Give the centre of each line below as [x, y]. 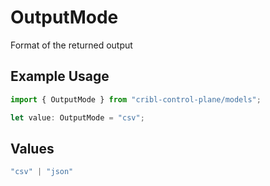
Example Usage [60, 76]
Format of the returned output [71, 45]
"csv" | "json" [42, 172]
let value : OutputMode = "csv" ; [77, 117]
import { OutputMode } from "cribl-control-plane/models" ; [136, 99]
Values [32, 148]
